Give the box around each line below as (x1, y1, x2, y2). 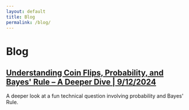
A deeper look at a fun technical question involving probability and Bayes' (6, 92, 184, 99)
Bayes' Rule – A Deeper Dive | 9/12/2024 (6, 77, 156, 87)
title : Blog (6, 14, 35, 20)
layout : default (6, 8, 46, 15)
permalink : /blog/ (6, 19, 51, 25)
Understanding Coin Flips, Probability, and (6, 68, 164, 78)
